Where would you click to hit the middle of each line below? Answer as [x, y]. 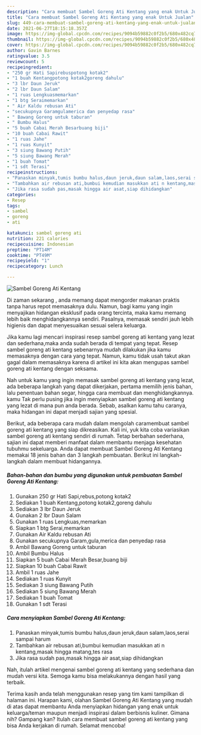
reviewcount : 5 [26, 61]
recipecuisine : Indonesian [40, 244]
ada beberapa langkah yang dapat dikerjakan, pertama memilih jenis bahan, [100, 386]
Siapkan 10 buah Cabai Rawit [51, 566]
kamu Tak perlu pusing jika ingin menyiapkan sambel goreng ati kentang [95, 399]
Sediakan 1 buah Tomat [44, 597]
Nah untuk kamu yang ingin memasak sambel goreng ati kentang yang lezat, [101, 380]
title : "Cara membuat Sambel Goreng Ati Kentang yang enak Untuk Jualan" [101, 17]
